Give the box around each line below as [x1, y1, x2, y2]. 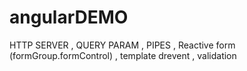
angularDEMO [9, 6, 129, 29]
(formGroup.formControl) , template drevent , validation [9, 49, 237, 61]
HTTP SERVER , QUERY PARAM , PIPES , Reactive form [9, 39, 236, 51]
